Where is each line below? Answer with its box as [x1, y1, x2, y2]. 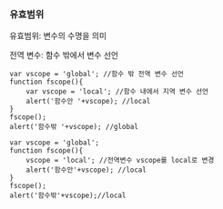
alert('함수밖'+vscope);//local [9, 191, 127, 201]
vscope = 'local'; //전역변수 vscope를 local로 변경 [25, 156, 215, 165]
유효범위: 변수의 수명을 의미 [9, 30, 107, 42]
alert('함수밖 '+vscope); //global [9, 123, 139, 132]
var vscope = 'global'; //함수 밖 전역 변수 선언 [9, 70, 185, 79]
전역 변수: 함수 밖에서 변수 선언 [9, 50, 119, 61]
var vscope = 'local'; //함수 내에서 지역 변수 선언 [25, 87, 209, 96]
